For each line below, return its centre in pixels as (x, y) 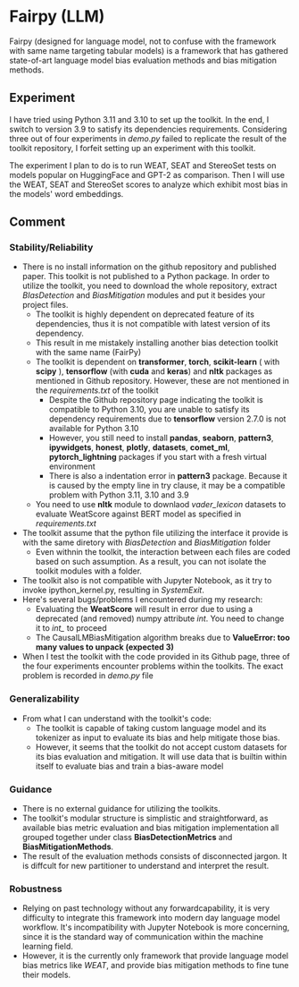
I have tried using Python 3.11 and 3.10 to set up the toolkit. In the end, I (139, 119)
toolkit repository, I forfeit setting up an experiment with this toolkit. (133, 148)
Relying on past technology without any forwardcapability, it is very (146, 908)
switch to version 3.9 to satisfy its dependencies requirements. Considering (148, 129)
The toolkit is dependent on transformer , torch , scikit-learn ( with (158, 362)
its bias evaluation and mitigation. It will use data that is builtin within (161, 756)
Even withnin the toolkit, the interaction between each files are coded (163, 552)
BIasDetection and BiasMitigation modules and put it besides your (144, 295)
